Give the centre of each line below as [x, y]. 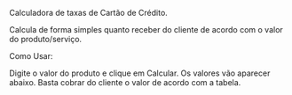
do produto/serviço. [46, 39]
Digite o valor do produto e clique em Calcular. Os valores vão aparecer [140, 73]
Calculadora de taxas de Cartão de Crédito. [89, 13]
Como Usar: [31, 56]
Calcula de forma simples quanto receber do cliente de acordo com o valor [146, 29]
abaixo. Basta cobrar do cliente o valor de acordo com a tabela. [125, 82]
